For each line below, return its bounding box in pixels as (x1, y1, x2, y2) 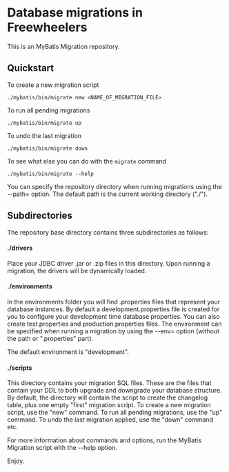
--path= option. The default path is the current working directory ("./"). (7, 190, 208, 198)
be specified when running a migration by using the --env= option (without (7, 326, 219, 335)
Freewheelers (7, 19, 88, 35)
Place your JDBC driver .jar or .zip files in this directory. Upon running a (7, 259, 210, 267)
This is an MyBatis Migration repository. (7, 42, 120, 50)
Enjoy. (7, 457, 25, 465)
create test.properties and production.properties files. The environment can (7, 319, 222, 328)
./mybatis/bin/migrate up (7, 119, 81, 126)
